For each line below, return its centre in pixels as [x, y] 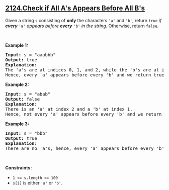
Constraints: [19, 167]
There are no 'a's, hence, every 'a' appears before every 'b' [85, 148]
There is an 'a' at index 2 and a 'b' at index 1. [69, 109]
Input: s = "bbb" [26, 133]
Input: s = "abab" [28, 94]
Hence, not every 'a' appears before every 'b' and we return [83, 114]
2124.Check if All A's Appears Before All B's [75, 8]
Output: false [23, 99]
